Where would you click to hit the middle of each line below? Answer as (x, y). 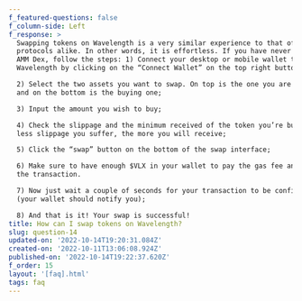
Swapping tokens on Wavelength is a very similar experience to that (150, 43)
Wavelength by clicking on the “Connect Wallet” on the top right (144, 68)
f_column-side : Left (47, 26)
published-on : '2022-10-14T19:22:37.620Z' (89, 258)
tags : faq (27, 282)
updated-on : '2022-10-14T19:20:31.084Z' (86, 241)
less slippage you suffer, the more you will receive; (122, 133)
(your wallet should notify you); (81, 199)
